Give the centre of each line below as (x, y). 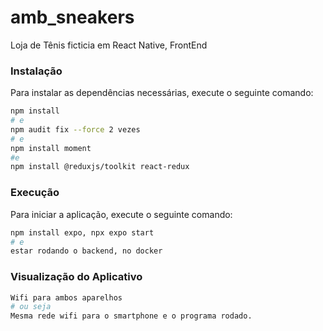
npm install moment (51, 148)
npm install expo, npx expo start (82, 232)
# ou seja (31, 307)
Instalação (36, 71)
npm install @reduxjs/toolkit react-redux (100, 167)
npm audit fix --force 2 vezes (75, 129)
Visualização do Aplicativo (76, 277)
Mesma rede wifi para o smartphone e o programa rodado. (131, 316)
